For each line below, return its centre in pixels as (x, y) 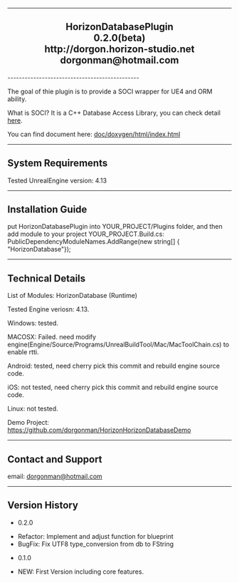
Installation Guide (47, 210)
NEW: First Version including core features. (81, 572)
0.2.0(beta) (119, 38)
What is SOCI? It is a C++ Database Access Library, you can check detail (114, 113)
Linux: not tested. (33, 409)
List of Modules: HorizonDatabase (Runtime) (72, 296)
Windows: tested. (33, 323)
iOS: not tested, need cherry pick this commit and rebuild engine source (113, 387)
